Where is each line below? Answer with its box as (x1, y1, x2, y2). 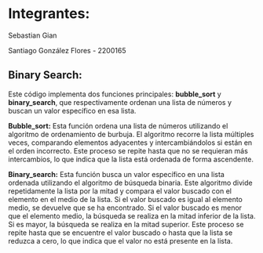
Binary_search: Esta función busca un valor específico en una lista (8, 169, 225, 179)
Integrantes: (8, 5, 90, 23)
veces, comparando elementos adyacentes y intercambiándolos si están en (8, 138, 253, 147)
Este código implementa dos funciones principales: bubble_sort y (8, 89, 221, 99)
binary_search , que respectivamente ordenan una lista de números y (8, 97, 232, 107)
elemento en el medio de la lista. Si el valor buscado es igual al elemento (8, 194, 243, 204)
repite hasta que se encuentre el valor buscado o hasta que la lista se (8, 228, 233, 237)
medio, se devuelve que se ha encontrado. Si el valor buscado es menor (8, 203, 242, 212)
